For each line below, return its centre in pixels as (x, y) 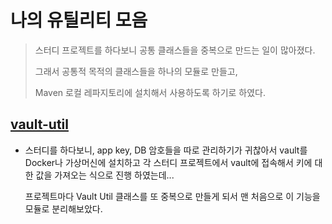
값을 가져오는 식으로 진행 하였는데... (105, 175)
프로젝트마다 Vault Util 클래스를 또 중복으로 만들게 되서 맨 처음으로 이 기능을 (172, 196)
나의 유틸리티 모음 (79, 20)
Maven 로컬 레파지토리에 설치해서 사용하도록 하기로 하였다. (150, 92)
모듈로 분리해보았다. (63, 208)
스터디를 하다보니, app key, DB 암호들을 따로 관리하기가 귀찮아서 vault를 (166, 150)
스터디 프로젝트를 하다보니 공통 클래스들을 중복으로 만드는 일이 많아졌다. (175, 50)
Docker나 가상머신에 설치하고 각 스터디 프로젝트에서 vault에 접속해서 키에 (168, 162)
